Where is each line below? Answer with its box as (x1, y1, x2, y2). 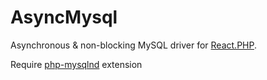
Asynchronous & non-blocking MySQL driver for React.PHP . (10, 39, 258, 51)
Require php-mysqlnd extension (10, 58, 143, 70)
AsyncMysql (10, 6, 118, 29)
